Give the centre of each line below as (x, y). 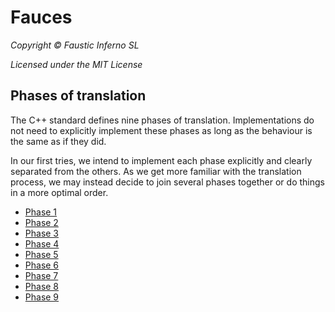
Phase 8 (42, 286)
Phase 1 (41, 212)
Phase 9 (42, 297)
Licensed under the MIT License (76, 64)
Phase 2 (41, 222)
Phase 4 (42, 243)
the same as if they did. (58, 141)
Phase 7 (41, 275)
